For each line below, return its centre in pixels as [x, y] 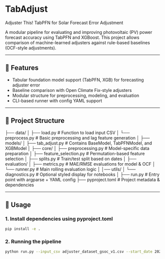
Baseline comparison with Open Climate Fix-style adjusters [72, 90]
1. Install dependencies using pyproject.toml [59, 219]
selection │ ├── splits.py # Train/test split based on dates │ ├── [71, 159]
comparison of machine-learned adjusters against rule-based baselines [78, 42]
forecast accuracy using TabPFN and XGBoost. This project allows [72, 37]
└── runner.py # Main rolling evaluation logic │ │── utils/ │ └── [70, 169]
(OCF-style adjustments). [31, 48]
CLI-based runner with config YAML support [57, 101]
